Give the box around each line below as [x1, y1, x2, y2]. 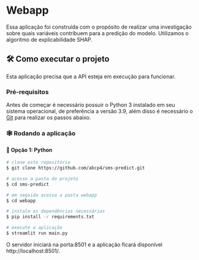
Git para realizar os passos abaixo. [6, 114, 91, 121]
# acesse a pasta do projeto [6, 175, 79, 182]
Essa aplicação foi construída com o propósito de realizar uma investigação [6, 23, 192, 30]
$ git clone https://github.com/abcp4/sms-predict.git [6, 165, 145, 171]
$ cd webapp [6, 197, 36, 203]
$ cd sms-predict [6, 181, 49, 187]
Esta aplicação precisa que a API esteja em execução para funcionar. [6, 73, 176, 80]
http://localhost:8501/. [6, 247, 60, 254]
